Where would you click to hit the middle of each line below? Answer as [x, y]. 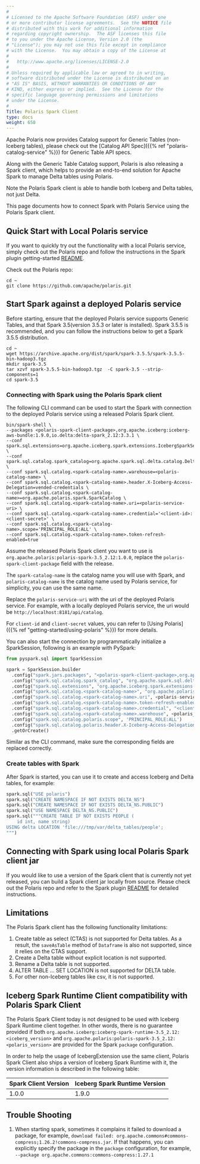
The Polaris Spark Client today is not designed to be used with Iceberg [93, 1019]
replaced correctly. [29, 748]
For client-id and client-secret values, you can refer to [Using [85, 623]
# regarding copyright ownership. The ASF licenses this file [86, 34]
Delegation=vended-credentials [45, 488]
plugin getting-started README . [45, 258]
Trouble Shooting [39, 1115]
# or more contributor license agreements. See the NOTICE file [89, 23]
